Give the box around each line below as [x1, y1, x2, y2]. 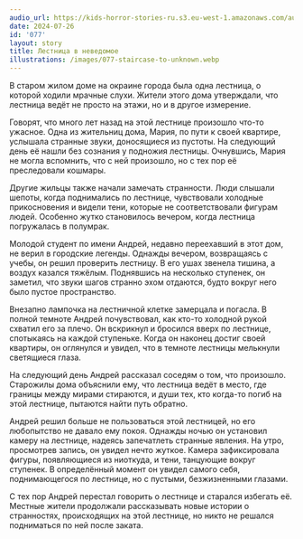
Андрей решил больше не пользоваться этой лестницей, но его [9, 416, 256, 426]
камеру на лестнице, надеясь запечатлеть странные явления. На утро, [9, 435, 284, 446]
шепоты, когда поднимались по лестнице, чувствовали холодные [9, 192, 264, 203]
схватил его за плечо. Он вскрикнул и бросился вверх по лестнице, [9, 323, 271, 334]
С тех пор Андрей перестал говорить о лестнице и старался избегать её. [9, 491, 293, 502]
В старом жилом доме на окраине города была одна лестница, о [9, 80, 262, 90]
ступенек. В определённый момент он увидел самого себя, [9, 464, 241, 475]
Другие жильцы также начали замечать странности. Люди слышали [9, 183, 275, 193]
